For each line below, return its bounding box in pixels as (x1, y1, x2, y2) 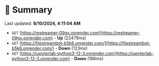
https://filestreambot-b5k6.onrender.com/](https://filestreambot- (21, 40, 151, 46)
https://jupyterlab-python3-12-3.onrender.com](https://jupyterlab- (21, 50, 154, 56)
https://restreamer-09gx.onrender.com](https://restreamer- (21, 30, 141, 35)
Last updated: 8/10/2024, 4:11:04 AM (4, 20, 81, 26)
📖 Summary (4, 4, 53, 16)
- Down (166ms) (71, 55, 104, 61)
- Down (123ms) (55, 45, 88, 51)
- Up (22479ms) (53, 35, 87, 41)
